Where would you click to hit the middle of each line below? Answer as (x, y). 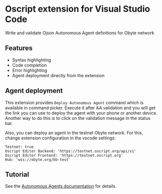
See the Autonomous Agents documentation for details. (61, 186)
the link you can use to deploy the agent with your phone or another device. (81, 113)
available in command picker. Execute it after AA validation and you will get (80, 108)
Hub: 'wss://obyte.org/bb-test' (38, 159)
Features (19, 48)
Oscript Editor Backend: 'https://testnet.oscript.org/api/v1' (71, 151)
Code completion (30, 65)
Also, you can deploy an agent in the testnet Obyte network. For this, (74, 133)
